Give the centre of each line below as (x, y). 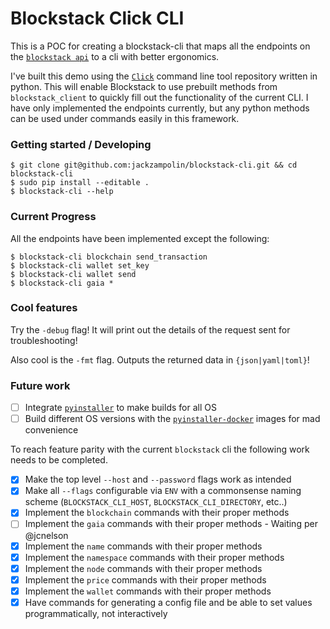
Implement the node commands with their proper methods (143, 568)
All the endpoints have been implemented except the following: (140, 238)
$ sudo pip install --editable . (80, 183)
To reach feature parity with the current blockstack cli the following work (160, 449)
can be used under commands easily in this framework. (125, 118)
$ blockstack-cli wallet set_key (80, 265)
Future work (40, 385)
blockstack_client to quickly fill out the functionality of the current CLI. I (159, 97)
